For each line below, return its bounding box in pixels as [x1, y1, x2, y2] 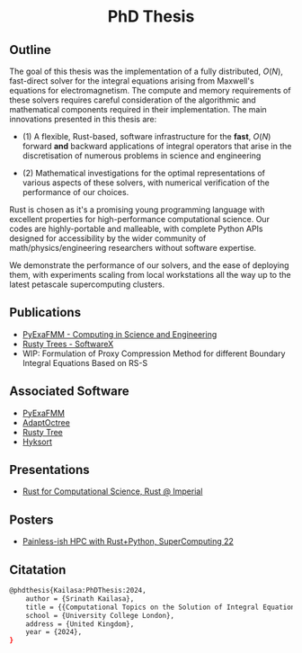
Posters [9, 512, 54, 527]
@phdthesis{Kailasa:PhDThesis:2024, [9, 586, 147, 595]
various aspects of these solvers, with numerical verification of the [22, 177, 270, 188]
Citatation [9, 562, 67, 577]
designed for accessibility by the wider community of [9, 233, 207, 244]
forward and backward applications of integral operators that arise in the [22, 141, 292, 151]
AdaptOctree [22, 416, 70, 428]
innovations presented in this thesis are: [9, 114, 157, 124]
